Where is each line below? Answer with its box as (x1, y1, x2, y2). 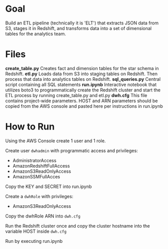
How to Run (5, 121, 55, 133)
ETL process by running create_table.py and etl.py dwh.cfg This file (5, 92, 148, 98)
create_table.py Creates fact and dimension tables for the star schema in (5, 65, 159, 71)
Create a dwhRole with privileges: (5, 193, 74, 199)
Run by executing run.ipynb (5, 238, 63, 244)
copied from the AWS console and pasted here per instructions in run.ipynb (5, 103, 163, 109)
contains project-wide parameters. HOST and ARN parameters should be (5, 98, 158, 104)
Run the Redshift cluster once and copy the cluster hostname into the (5, 223, 150, 229)
